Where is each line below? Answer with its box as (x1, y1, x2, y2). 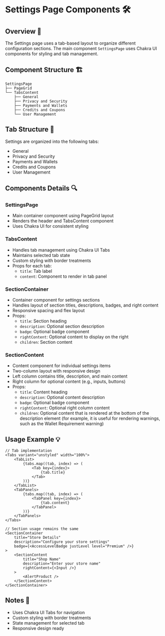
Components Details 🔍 (5, 184, 78, 192)
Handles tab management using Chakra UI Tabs (12, 247, 110, 253)
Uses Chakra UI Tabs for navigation (12, 609, 85, 615)
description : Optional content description (19, 394, 105, 400)
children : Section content (19, 339, 73, 345)
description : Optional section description (19, 323, 105, 329)
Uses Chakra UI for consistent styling (12, 223, 89, 229)
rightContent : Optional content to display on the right (19, 333, 129, 340)
